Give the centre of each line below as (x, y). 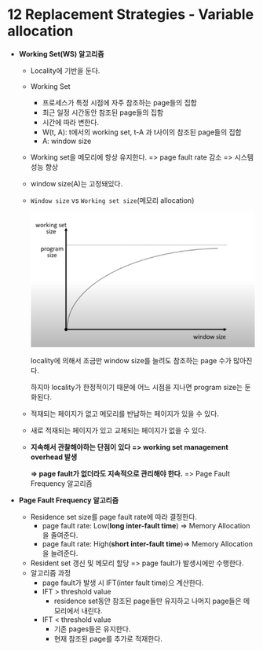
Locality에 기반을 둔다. (65, 70)
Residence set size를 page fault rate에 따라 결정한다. (114, 517)
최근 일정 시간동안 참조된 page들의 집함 (103, 112)
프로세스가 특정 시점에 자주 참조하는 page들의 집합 (119, 102)
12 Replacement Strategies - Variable (131, 15)
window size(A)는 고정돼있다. (77, 183)
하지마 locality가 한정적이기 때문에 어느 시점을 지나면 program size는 (137, 388)
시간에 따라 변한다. (71, 122)
